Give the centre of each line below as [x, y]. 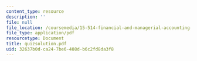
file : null [19, 22]
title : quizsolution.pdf [36, 44]
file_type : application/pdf [40, 33]
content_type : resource [35, 11]
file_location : [25, 28]
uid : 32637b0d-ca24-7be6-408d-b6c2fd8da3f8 [60, 49]
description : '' [26, 17]
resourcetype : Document [35, 38]
